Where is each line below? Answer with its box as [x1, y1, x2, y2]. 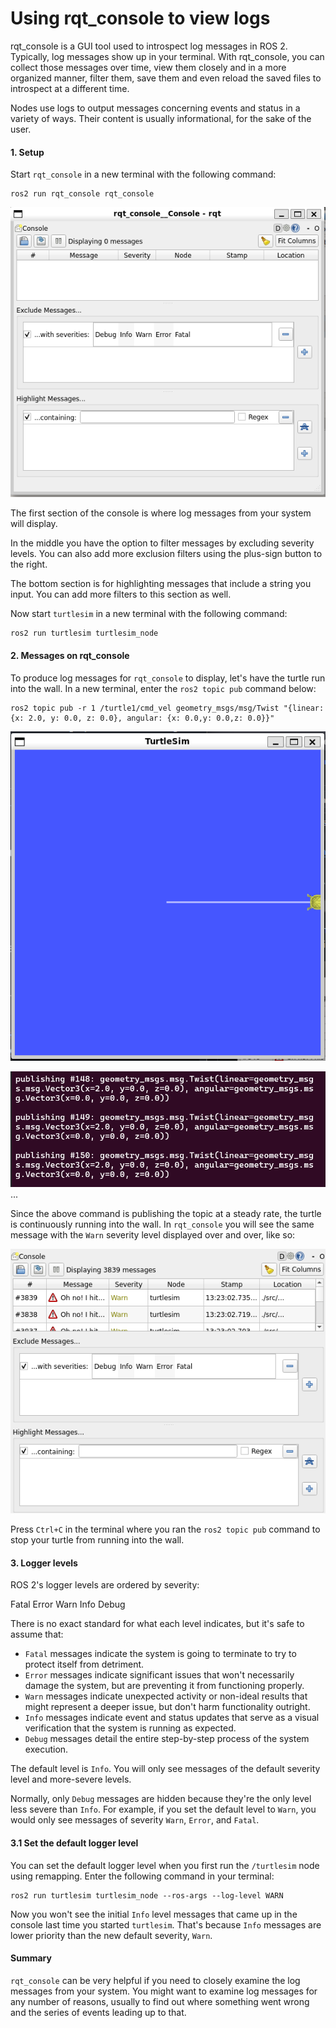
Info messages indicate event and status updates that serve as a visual [24, 1712, 320, 1724]
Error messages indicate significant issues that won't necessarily [24, 1669, 295, 1681]
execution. [24, 1743, 69, 1756]
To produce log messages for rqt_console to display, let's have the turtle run [10, 672, 326, 684]
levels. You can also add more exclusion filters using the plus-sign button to [10, 548, 323, 560]
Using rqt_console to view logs [10, 7, 271, 30]
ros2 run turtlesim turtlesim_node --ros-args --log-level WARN [10, 1890, 284, 1901]
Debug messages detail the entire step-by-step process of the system [24, 1733, 310, 1745]
